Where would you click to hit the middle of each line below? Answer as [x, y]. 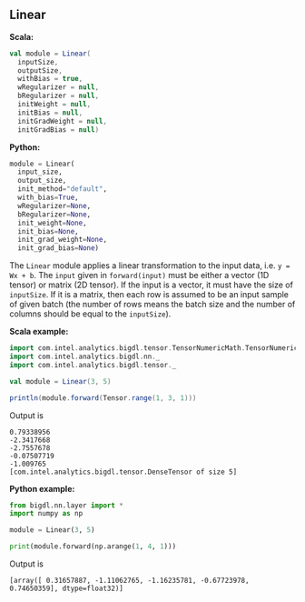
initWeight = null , [54, 105]
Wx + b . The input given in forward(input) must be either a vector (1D [139, 276]
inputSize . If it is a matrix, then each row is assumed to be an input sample [149, 295]
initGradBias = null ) [59, 130]
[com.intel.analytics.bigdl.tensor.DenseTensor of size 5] [123, 472]
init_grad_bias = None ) [59, 248]
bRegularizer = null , [59, 96]
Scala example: [39, 332]
